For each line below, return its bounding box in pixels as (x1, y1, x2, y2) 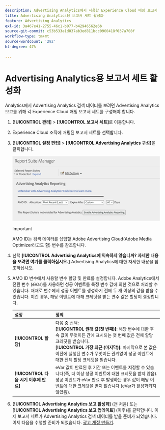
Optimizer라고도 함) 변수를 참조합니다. (12, 242, 86, 248)
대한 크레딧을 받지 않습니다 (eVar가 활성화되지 (68, 383, 157, 389)
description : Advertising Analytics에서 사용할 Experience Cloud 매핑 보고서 (5, 8, 158, 13)
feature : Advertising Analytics (5, 18, 71, 23)
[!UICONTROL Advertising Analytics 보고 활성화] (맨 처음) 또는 (12, 401, 137, 407)
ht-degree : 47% (5, 44, 36, 49)
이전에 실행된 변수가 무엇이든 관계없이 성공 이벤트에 (55, 350, 154, 356)
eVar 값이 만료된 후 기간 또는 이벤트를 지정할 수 (55, 365, 145, 370)
